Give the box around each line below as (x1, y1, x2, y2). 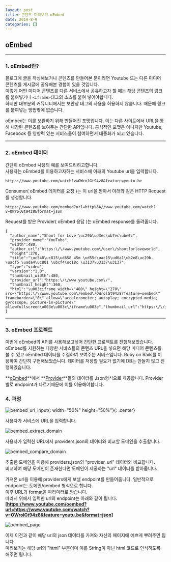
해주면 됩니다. (5, 551, 33, 557)
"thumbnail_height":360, (10, 282, 63, 287)
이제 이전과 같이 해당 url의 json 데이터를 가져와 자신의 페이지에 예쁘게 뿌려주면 (5, 532, 161, 539)
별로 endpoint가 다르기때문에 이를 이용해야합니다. (5, 381, 104, 387)
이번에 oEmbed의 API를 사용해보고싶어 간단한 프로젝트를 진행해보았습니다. (5, 339, 154, 345)
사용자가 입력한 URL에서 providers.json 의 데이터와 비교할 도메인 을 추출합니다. (5, 438, 161, 444)
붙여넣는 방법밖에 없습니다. (10, 107, 64, 113)
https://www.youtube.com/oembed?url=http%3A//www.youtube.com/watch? (5, 204, 156, 209)
